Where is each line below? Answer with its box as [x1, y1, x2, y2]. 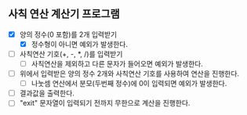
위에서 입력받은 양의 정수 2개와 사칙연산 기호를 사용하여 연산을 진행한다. [19, 69, 240, 78]
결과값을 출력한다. [19, 88, 74, 98]
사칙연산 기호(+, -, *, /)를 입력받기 [19, 49, 123, 59]
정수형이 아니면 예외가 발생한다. [31, 39, 128, 49]
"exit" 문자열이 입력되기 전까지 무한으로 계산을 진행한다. [19, 99, 191, 108]
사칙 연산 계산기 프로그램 [8, 7, 120, 21]
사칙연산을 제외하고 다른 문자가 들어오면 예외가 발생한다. [31, 59, 204, 68]
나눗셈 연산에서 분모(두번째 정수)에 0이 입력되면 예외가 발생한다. [31, 79, 227, 88]
